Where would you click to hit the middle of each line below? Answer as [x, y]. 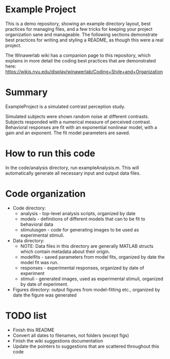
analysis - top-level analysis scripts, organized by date [78, 213]
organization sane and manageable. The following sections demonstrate [81, 34]
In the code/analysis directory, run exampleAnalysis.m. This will [72, 167]
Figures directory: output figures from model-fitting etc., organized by [86, 289]
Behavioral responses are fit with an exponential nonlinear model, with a [81, 127]
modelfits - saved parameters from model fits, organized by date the [92, 257]
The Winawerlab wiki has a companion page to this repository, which [78, 55]
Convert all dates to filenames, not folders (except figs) [71, 335]
